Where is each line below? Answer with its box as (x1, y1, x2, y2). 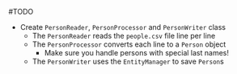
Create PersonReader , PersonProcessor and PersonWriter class (19, 23, 226, 31)
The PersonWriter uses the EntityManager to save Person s (32, 56, 224, 66)
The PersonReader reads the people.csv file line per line (32, 31, 216, 40)
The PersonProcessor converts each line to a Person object (32, 39, 226, 49)
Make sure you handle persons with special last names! (44, 48, 229, 57)
